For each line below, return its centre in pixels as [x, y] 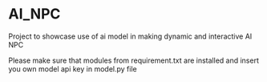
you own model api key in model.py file [73, 68]
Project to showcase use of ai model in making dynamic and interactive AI [130, 36]
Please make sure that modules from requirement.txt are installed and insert [133, 60]
